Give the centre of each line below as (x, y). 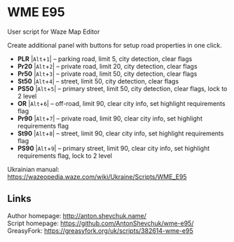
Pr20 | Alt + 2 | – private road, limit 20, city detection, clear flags (107, 66)
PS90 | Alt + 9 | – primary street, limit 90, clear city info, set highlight (113, 148)
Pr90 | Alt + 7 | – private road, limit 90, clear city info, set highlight (110, 118)
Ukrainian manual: (33, 169)
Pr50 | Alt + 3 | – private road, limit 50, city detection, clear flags (107, 74)
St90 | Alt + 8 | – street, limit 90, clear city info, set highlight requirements (121, 133)
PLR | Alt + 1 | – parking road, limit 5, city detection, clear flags (105, 59)
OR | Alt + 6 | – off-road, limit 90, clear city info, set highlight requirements (121, 103)
